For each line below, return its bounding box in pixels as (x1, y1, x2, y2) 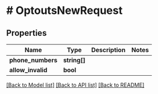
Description (91, 46, 125, 54)
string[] (63, 56, 86, 64)
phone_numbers (9, 56, 58, 64)
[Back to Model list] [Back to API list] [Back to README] (6, 81, 145, 89)
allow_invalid (9, 66, 48, 74)
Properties (6, 28, 47, 38)
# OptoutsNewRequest (6, 4, 123, 18)
